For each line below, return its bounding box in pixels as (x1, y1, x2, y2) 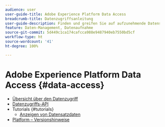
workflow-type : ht (5, 35, 43, 40)
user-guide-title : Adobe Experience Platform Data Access (5, 12, 126, 17)
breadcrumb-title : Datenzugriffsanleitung (5, 16, 93, 21)
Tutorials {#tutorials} (12, 106, 54, 112)
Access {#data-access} (5, 79, 105, 91)
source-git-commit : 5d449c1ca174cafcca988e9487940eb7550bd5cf (5, 30, 135, 35)
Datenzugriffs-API (12, 101, 49, 107)
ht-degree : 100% (5, 44, 38, 49)
